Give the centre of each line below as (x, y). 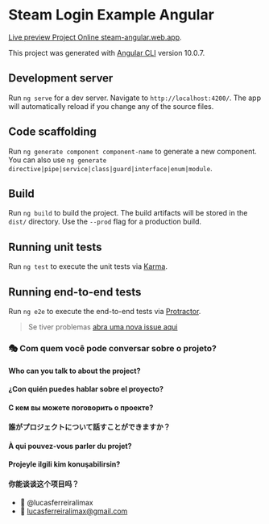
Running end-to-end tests (75, 292)
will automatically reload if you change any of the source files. (111, 106)
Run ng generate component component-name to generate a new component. (133, 151)
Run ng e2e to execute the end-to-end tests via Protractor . (105, 311)
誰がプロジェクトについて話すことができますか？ (89, 427)
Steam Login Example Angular (112, 15)
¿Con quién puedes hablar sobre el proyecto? (86, 389)
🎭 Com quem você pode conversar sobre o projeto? (113, 348)
